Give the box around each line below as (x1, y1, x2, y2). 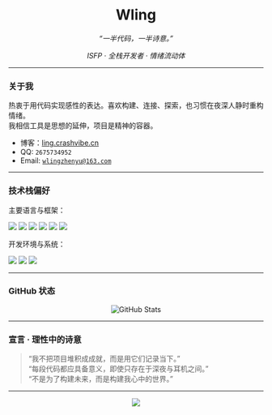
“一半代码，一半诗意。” (98, 33, 174, 43)
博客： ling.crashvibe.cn (19, 138, 100, 148)
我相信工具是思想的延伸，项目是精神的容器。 (8, 121, 158, 130)
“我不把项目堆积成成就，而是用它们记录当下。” (28, 354, 181, 364)
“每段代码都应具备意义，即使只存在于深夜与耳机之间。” (28, 364, 209, 374)
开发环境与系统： (8, 239, 66, 249)
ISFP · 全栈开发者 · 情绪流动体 (87, 50, 185, 60)
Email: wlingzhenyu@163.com (19, 156, 112, 165)
